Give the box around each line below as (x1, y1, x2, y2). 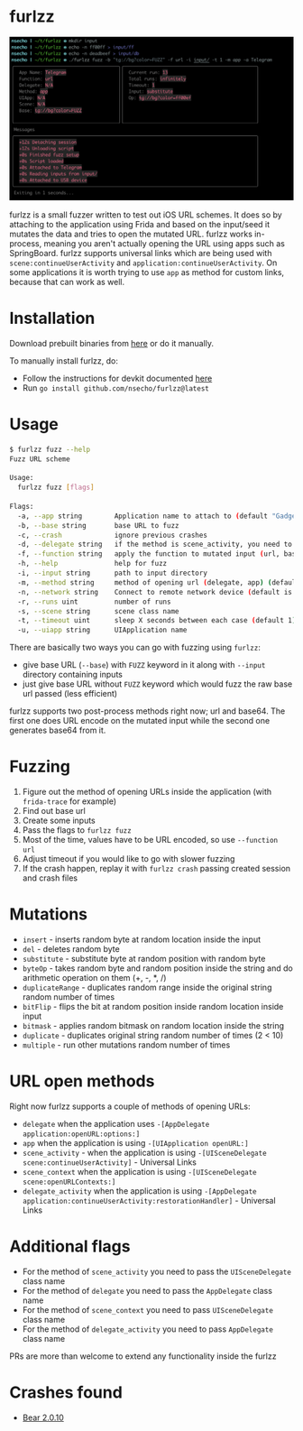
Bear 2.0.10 (22, 1412, 65, 1423)
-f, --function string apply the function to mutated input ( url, (17, 549, 280, 559)
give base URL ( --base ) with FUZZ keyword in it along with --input (22, 660, 266, 670)
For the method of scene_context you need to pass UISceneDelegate (22, 1304, 273, 1315)
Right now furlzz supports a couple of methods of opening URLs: (9, 1101, 251, 1112)
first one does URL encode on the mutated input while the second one (9, 715, 271, 726)
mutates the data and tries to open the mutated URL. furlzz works (9, 228, 252, 239)
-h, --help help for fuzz (17, 559, 168, 568)
